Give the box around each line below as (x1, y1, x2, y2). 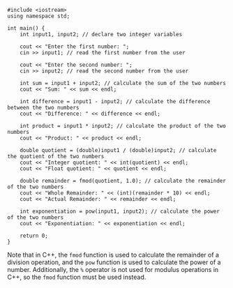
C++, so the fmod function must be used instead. (7, 273, 146, 281)
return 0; (20, 232, 49, 239)
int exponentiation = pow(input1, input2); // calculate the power (20, 208, 220, 215)
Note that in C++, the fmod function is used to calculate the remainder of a (7, 251, 220, 259)
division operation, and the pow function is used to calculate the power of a (7, 258, 221, 266)
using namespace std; (7, 13, 70, 20)
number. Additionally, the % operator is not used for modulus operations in (7, 266, 219, 273)
